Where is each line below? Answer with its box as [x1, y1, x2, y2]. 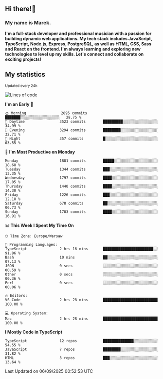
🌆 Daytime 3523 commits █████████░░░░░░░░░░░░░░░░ [5, 119, 158, 124]
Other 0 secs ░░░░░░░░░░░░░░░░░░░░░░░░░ [5, 272, 158, 277]
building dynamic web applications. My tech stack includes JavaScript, [5, 35, 152, 41]
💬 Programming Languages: [5, 242, 57, 247]
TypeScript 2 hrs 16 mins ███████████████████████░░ [5, 246, 158, 251]
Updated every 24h [5, 83, 37, 88]
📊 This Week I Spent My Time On [5, 222, 74, 228]
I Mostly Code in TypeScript [5, 329, 62, 335]
